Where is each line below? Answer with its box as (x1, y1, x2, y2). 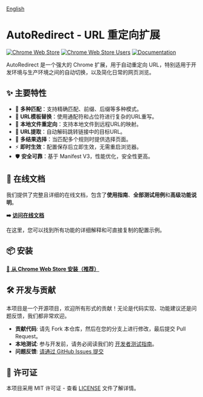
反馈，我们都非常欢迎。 (11, 312, 70, 320)
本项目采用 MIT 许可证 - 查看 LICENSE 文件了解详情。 (6, 384, 140, 392)
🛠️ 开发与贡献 (6, 284, 56, 295)
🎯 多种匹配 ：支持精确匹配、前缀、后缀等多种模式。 (14, 105, 142, 113)
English (6, 5, 25, 12)
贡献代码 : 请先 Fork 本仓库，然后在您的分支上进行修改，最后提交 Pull (14, 325, 186, 332)
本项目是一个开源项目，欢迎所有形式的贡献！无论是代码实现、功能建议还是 (6, 305, 192, 312)
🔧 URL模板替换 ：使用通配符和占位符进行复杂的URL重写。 (14, 113, 158, 120)
